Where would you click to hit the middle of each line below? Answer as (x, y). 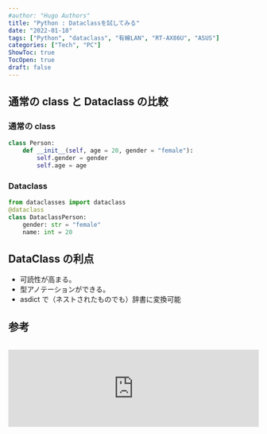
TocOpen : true (32, 61)
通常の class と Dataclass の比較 (88, 102)
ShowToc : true (32, 53)
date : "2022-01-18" (41, 30)
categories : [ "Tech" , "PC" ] (55, 45)
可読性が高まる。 (48, 280)
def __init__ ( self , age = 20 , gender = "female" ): (108, 151)
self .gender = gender (73, 158)
